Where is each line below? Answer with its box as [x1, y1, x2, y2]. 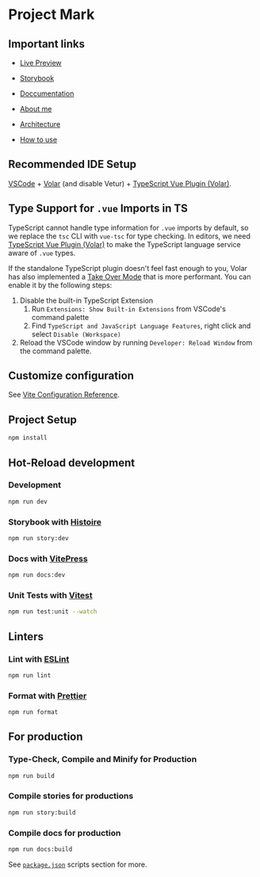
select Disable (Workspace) [31, 329, 121, 338]
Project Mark [8, 6, 95, 24]
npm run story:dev [8, 534, 69, 542]
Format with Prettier [8, 690, 87, 701]
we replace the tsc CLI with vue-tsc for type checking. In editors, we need [8, 231, 251, 241]
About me [19, 105, 52, 113]
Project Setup [8, 413, 78, 426]
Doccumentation [19, 89, 75, 98]
